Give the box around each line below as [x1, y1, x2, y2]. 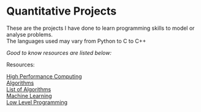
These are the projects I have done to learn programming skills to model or [6, 24, 195, 32]
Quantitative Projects [6, 4, 117, 18]
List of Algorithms [6, 85, 51, 93]
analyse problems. [6, 30, 53, 38]
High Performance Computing [6, 72, 82, 80]
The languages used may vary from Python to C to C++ [6, 37, 146, 44]
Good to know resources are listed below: [6, 49, 112, 56]
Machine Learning [6, 92, 52, 99]
